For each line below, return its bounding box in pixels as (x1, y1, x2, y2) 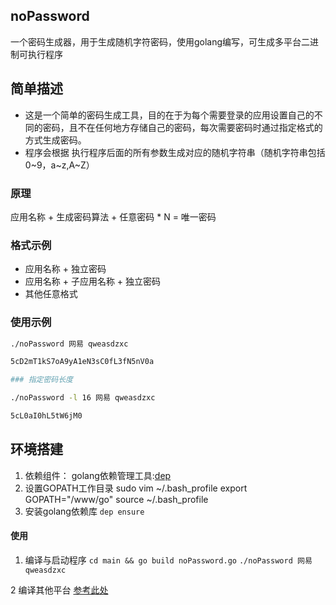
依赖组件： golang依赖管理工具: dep (24, 469, 172, 481)
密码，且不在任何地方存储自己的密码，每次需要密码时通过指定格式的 (42, 121, 323, 133)
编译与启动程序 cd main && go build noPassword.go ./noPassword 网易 (24, 554, 313, 566)
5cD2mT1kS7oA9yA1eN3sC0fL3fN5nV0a (10, 357, 155, 367)
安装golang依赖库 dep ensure (24, 505, 145, 517)
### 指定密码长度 (10, 375, 73, 385)
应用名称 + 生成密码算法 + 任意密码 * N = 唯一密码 (10, 210, 217, 223)
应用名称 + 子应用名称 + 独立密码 (24, 275, 162, 288)
